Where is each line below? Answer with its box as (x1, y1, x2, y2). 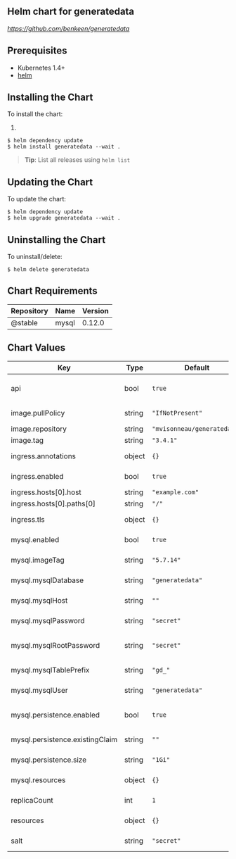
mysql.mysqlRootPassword (11, 640, 100, 650)
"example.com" (152, 488, 199, 496)
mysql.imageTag (11, 555, 65, 565)
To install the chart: (7, 110, 63, 118)
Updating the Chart (7, 176, 93, 188)
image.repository (11, 424, 67, 434)
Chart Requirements (7, 285, 98, 297)
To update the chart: (7, 195, 67, 203)
